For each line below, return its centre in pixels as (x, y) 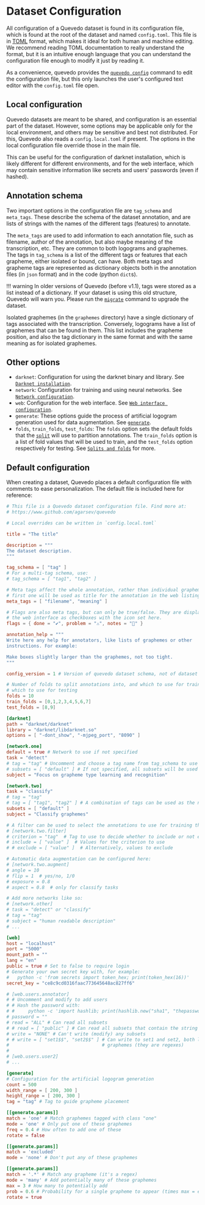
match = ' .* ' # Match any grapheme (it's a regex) (72, 1174)
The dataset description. (39, 551)
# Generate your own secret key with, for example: (73, 972)
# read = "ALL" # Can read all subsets (57, 1022)
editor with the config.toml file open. (53, 85)
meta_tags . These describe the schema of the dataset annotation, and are (99, 217)
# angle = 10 (23, 870)
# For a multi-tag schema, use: (47, 573)
